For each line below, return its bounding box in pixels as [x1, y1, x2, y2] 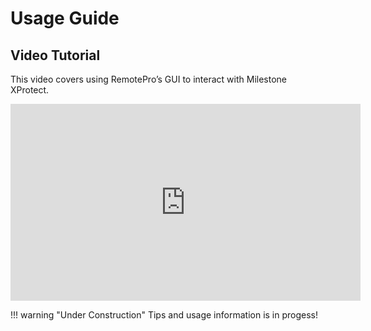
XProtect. [10, 84, 50, 96]
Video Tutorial [10, 47, 101, 64]
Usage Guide [10, 7, 120, 30]
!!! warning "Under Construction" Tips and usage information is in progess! [10, 309, 319, 321]
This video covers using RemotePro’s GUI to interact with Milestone [10, 73, 287, 85]
